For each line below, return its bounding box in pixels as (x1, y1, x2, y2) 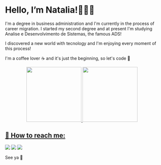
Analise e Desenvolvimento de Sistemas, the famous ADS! (5, 31, 122, 37)
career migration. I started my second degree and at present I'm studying (5, 25, 153, 31)
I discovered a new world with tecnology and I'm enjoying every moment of (5, 40, 157, 46)
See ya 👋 (5, 154, 23, 160)
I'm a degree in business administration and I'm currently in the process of (5, 21, 155, 26)
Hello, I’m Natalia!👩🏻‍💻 (5, 4, 95, 16)
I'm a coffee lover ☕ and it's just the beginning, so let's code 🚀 (5, 55, 131, 61)
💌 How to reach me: (5, 131, 66, 140)
